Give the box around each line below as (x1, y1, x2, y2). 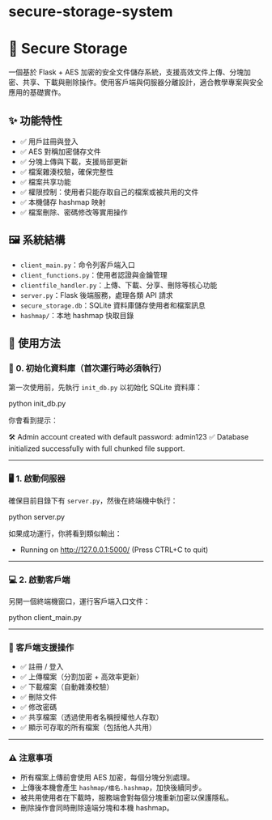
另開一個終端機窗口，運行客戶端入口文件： (8, 597, 151, 606)
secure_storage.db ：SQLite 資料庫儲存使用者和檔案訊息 (19, 300, 206, 310)
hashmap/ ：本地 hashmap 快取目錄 (19, 310, 134, 320)
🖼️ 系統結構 (8, 233, 66, 247)
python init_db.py (8, 399, 66, 409)
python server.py (8, 512, 66, 521)
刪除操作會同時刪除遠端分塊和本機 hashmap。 (19, 802, 174, 812)
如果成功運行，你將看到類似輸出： (8, 529, 122, 538)
